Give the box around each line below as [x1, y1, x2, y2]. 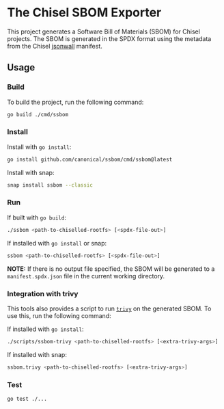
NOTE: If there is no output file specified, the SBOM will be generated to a [7, 265, 215, 273]
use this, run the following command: [7, 311, 111, 319]
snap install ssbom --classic [7, 181, 94, 189]
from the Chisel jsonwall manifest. [7, 42, 102, 50]
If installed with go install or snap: [7, 239, 107, 247]
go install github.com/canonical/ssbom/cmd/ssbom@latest [7, 156, 173, 163]
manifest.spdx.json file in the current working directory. [7, 272, 165, 280]
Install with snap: [7, 168, 55, 176]
